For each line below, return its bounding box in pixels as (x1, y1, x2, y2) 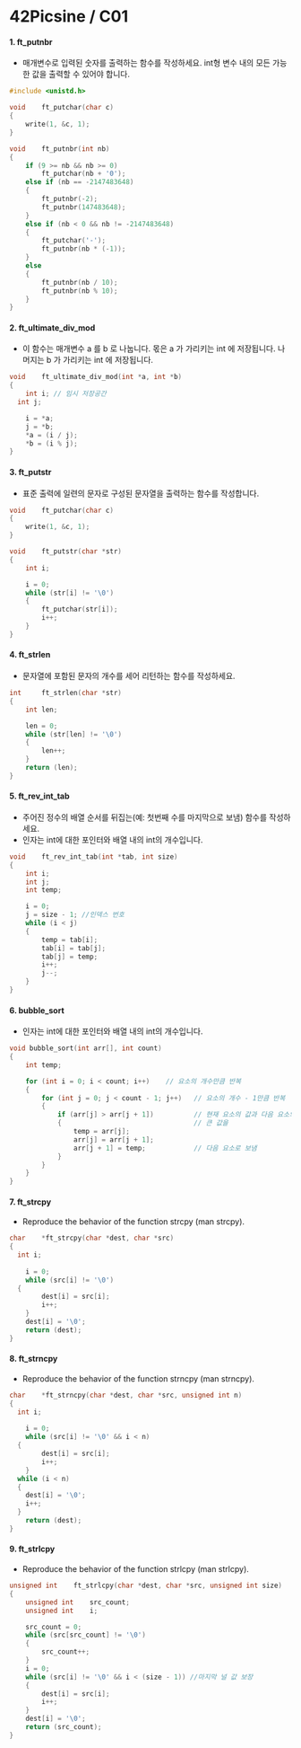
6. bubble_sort (9, 1004, 64, 1016)
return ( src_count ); (25, 1723, 102, 1732)
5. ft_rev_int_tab (9, 790, 70, 801)
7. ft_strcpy (9, 1196, 52, 1207)
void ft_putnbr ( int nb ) (9, 144, 110, 154)
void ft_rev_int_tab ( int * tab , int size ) (9, 852, 178, 861)
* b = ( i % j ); (25, 438, 78, 448)
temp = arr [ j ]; (73, 1127, 130, 1136)
